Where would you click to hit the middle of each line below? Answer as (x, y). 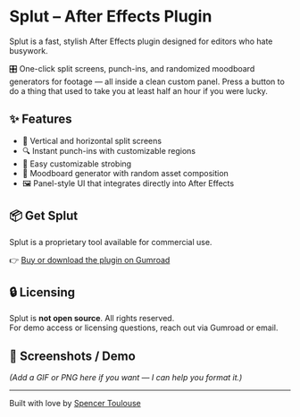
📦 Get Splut (44, 216)
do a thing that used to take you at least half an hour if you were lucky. (138, 90)
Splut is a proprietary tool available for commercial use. (111, 242)
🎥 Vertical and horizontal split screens (92, 140)
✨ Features (41, 119)
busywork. (29, 50)
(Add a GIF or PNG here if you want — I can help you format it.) (126, 378)
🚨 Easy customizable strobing (77, 164)
